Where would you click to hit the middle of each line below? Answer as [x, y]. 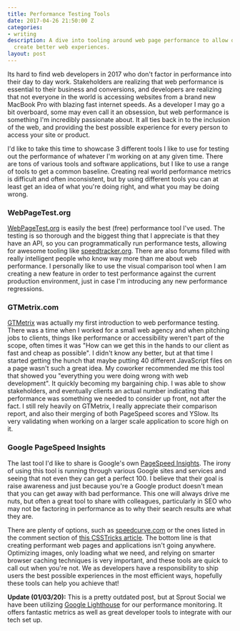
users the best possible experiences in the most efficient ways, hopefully [115, 575]
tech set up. [25, 620]
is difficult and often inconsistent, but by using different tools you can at [113, 178]
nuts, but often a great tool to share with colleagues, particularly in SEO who [120, 501]
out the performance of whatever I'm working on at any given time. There [115, 156]
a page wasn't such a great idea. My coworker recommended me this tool [116, 368]
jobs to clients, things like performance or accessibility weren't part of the [116, 338]
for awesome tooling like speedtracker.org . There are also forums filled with [119, 251]
